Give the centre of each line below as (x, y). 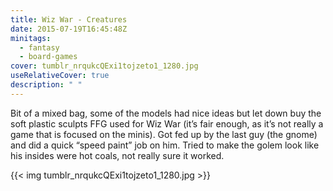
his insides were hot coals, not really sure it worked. (117, 155)
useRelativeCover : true (60, 76)
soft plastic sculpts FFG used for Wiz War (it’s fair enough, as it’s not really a (167, 123)
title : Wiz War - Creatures (69, 19)
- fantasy (39, 47)
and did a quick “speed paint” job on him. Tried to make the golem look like (165, 145)
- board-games (48, 57)
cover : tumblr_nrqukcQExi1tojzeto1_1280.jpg (104, 66)
